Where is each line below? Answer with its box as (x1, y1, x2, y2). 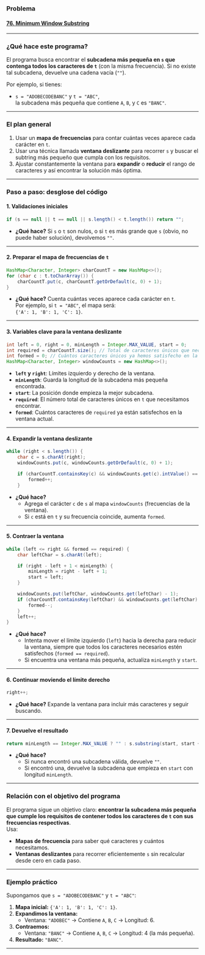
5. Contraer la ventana (6, 533, 64, 540)
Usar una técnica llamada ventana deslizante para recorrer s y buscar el (15, 147, 198, 154)
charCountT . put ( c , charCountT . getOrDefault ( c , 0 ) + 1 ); (17, 278, 163, 285)
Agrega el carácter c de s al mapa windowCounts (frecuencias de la (24, 500, 190, 507)
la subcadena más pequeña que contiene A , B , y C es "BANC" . (15, 99, 167, 106)
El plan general (6, 120, 51, 129)
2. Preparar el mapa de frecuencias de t (6, 254, 109, 261)
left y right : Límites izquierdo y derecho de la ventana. (15, 370, 156, 377)
